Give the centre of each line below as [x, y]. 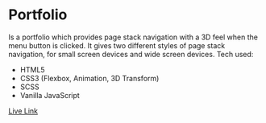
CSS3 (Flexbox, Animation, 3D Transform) [89, 78]
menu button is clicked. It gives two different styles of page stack [117, 45]
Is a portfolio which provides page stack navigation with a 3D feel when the [133, 37]
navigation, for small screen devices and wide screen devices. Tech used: [131, 54]
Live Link [23, 111]
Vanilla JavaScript [50, 95]
